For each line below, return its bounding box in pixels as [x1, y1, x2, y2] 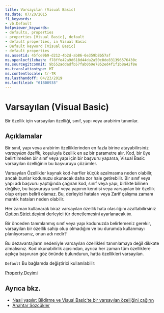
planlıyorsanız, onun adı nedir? [5, 231, 67, 237]
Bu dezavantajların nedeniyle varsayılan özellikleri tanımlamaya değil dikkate [5, 240, 160, 246]
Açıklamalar [5, 132, 43, 140]
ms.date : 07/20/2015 [5, 12, 48, 17]
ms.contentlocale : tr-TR [5, 71, 56, 76]
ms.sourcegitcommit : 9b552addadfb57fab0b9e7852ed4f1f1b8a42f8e [5, 62, 137, 67]
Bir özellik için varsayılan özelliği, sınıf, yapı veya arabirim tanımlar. [5, 117, 139, 123]
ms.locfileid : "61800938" [5, 80, 58, 85]
